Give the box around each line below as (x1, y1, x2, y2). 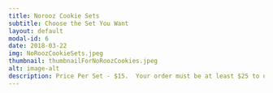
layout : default (8, 27, 63, 35)
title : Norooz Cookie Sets (8, 11, 100, 20)
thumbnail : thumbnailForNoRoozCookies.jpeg (8, 57, 158, 66)
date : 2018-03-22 (8, 42, 67, 50)
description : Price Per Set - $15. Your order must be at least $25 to (8, 72, 260, 80)
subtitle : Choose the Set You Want (8, 19, 129, 27)
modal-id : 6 (8, 34, 49, 43)
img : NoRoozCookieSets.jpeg (8, 49, 104, 57)
